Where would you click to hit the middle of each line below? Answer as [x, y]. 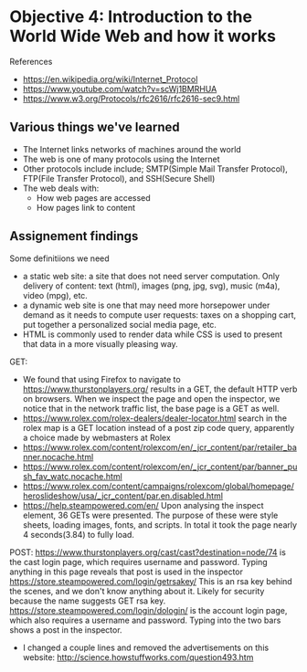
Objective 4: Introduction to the [131, 17]
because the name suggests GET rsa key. [88, 601]
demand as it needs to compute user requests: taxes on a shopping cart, [159, 315]
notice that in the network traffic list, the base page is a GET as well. [151, 408]
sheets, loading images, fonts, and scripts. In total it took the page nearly [160, 525]
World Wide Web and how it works [143, 36]
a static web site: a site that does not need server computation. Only [151, 276]
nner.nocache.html [58, 457]
